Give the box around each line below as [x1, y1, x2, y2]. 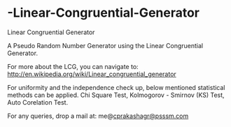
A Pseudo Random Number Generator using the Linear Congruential [7, 41, 204, 50]
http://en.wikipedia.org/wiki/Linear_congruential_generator [7, 70, 176, 78]
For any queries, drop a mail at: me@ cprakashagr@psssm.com [7, 112, 189, 120]
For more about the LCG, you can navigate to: [7, 62, 139, 70]
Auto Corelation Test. [7, 98, 69, 106]
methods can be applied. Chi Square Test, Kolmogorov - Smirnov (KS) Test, [7, 91, 225, 99]
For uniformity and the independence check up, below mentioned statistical [7, 83, 225, 91]
